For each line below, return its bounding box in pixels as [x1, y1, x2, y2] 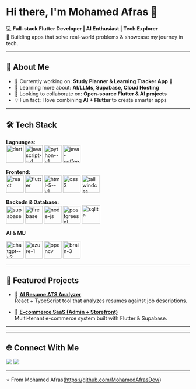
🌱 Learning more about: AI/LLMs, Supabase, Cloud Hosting [14, 84, 159, 91]
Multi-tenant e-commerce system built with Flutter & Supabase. [14, 315, 167, 322]
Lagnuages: [6, 138, 36, 145]
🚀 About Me [6, 62, 50, 72]
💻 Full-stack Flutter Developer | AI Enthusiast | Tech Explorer [6, 25, 158, 32]
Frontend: [6, 168, 31, 175]
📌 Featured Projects [6, 275, 79, 285]
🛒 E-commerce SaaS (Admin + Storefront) [14, 309, 118, 316]
